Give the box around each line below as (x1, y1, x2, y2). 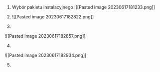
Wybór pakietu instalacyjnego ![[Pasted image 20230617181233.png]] (11, 4, 156, 10)
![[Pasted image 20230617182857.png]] (4, 33, 86, 39)
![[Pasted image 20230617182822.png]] (11, 14, 94, 19)
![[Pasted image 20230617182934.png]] (4, 52, 87, 58)
